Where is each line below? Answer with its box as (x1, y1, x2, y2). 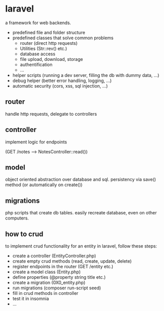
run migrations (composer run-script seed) (12, 285, 101, 291)
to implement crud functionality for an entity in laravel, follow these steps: (5, 243, 157, 249)
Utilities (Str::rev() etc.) (20, 45, 67, 51)
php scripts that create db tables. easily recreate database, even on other (5, 210, 157, 216)
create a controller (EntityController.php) (12, 253, 96, 259)
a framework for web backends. (5, 20, 71, 26)
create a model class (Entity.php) (12, 269, 81, 275)
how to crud (5, 229, 44, 238)
